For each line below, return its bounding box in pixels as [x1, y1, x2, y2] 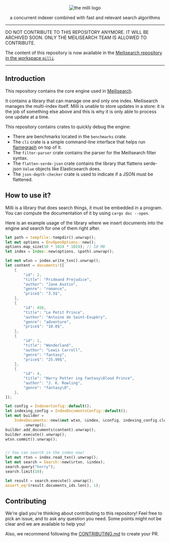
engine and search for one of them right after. [5, 225, 100, 231]
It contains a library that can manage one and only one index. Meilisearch [5, 98, 158, 104]
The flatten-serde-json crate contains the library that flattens [12, 160, 143, 166]
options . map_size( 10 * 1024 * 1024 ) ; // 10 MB [5, 244, 105, 249]
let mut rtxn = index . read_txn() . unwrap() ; [5, 455, 99, 460]
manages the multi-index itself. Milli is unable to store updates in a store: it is [5, 103, 164, 109]
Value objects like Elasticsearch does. [22, 165, 101, 172]
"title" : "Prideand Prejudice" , [23, 277, 92, 282]
